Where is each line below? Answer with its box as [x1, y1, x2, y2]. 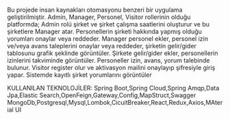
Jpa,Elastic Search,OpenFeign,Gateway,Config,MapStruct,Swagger [7, 91, 196, 99]
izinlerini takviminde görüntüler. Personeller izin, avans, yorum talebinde [7, 56, 210, 64]
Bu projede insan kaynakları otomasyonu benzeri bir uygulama [7, 6, 183, 14]
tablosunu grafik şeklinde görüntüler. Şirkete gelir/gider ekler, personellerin [7, 49, 218, 57]
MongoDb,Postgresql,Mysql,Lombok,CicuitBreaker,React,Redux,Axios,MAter [7, 99, 223, 106]
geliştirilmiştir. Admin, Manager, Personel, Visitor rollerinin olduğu [7, 13, 191, 21]
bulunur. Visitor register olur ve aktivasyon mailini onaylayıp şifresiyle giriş [7, 64, 216, 71]
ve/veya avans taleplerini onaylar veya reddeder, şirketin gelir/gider [7, 42, 197, 50]
